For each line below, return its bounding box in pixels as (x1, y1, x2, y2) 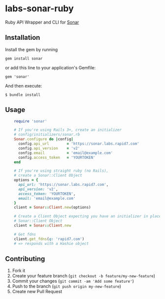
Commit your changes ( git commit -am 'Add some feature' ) (12, 278, 134, 284)
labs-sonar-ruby (5, 3, 74, 14)
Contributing (5, 254, 45, 263)
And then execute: (5, 83, 42, 89)
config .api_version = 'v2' (18, 146, 80, 150)
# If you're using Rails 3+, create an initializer (14, 127, 122, 133)
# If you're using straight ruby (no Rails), (14, 168, 109, 174)
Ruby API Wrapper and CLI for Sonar (5, 19, 80, 25)
